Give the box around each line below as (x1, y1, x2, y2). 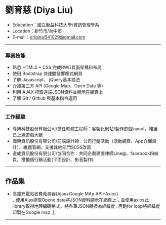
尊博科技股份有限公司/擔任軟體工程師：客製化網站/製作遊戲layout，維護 (12, 125, 158, 131)
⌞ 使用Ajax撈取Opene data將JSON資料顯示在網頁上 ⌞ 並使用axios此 (12, 197, 149, 203)
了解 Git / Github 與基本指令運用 (12, 95, 78, 101)
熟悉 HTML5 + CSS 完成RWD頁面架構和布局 (12, 65, 102, 71)
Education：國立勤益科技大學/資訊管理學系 (12, 22, 100, 28)
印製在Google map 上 (12, 209, 56, 215)
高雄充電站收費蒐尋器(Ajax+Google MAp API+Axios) (12, 191, 119, 197)
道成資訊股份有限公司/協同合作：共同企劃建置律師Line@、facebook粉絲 (12, 150, 159, 156)
